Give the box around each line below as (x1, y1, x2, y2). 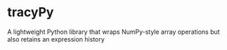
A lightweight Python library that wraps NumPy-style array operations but (7, 27, 220, 36)
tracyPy (7, 4, 54, 20)
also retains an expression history (7, 35, 105, 43)
